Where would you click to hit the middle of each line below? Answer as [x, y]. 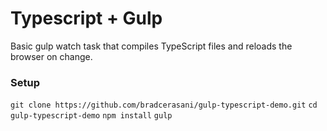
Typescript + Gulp [86, 18]
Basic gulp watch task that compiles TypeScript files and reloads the [151, 46]
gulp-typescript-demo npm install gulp [91, 116]
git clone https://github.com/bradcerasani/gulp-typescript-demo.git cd [164, 105]
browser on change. [51, 56]
